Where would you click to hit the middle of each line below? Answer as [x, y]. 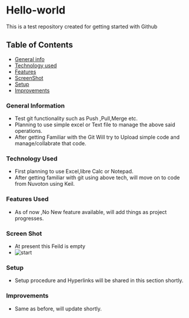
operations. [29, 131]
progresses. [29, 218]
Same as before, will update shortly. [58, 309]
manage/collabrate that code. [50, 143]
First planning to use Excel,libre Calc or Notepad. [74, 172]
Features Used [27, 199]
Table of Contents [40, 45]
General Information [36, 105]
